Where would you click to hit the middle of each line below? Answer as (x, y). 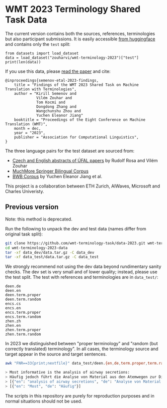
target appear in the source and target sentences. (56, 354)
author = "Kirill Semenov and (45, 93)
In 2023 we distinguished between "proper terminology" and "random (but (82, 344)
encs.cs (13, 304)
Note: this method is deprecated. (39, 219)
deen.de (13, 286)
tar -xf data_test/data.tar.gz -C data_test (52, 257)
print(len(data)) (23, 62)
